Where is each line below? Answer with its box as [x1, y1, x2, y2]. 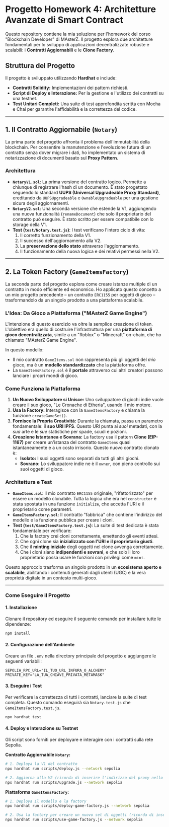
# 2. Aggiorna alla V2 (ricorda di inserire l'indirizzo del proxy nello [5, 775, 163, 780]
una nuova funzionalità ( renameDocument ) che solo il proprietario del [12, 210, 151, 217]
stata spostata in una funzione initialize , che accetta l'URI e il [12, 501, 144, 507]
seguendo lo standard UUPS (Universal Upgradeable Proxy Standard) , [12, 189, 160, 195]
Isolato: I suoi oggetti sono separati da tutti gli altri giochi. [20, 456, 140, 462]
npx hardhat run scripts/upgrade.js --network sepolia [5, 780, 123, 785]
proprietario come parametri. [12, 506, 73, 512]
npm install [5, 631, 30, 636]
